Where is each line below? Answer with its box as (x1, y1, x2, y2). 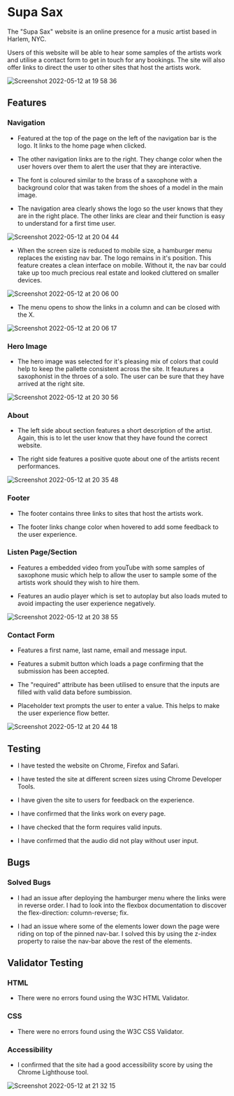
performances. (17, 462, 61, 470)
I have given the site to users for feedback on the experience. (17, 795, 194, 804)
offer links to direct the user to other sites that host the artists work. (7, 63, 201, 71)
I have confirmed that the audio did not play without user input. (17, 836, 199, 844)
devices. (17, 275, 43, 284)
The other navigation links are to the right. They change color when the (17, 154, 222, 163)
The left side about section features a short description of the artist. (17, 426, 213, 435)
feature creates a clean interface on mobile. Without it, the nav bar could (17, 261, 227, 269)
